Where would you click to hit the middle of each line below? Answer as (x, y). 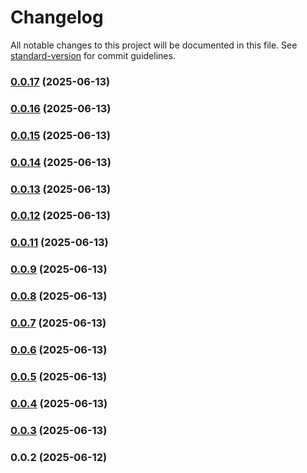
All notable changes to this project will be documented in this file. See (154, 45)
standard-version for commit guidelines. (93, 55)
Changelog (57, 17)
